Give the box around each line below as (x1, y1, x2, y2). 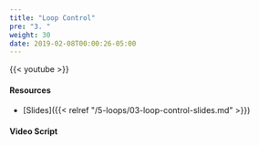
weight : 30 (9, 30, 51, 39)
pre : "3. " (9, 22, 51, 31)
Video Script (9, 126, 58, 137)
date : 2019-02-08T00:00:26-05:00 (9, 38, 137, 48)
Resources (9, 84, 52, 96)
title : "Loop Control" (9, 13, 96, 23)
